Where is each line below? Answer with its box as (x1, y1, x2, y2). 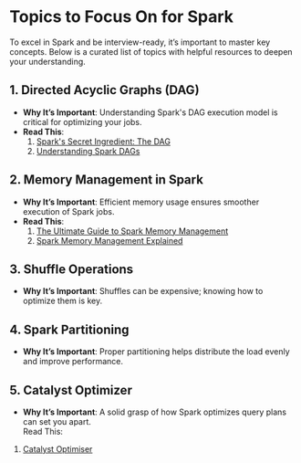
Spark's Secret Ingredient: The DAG (36, 135, 171, 147)
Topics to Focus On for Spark (9, 6, 234, 27)
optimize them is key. (22, 295, 103, 307)
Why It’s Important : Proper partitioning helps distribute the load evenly (22, 346, 290, 357)
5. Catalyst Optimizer (9, 382, 132, 398)
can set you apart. (22, 416, 91, 426)
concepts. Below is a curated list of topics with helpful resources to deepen (9, 46, 294, 57)
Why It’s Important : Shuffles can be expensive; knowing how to (22, 286, 264, 297)
